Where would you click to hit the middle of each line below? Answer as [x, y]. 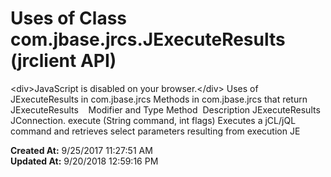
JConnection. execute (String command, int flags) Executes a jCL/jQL [153, 120]
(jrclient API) [63, 61]
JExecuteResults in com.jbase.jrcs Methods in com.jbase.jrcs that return [159, 99]
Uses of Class [69, 18]
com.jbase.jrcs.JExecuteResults [148, 39]
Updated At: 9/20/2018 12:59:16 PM [84, 161]
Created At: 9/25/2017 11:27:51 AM [81, 150]
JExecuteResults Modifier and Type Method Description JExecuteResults [165, 109]
